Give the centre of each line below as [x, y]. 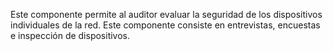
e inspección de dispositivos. [70, 35]
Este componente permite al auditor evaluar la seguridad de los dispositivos [166, 14]
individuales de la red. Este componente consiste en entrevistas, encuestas [165, 25]
